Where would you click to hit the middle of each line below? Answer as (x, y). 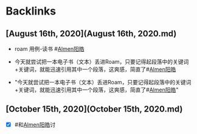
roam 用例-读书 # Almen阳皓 (49, 49)
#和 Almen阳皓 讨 (35, 124)
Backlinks (31, 11)
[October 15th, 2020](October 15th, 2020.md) (94, 109)
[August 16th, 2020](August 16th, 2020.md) (91, 34)
